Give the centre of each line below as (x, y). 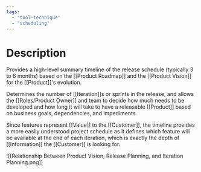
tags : (13, 12)
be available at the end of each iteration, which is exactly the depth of (93, 138)
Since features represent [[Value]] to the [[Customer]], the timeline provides (101, 125)
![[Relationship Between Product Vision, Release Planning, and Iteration (95, 156)
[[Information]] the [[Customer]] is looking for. (63, 144)
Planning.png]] (25, 162)
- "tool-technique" (36, 18)
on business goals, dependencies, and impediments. (72, 113)
